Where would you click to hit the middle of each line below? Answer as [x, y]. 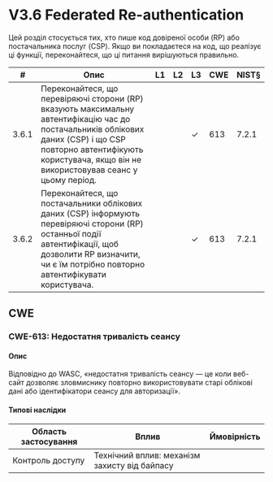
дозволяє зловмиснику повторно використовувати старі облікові [139, 383]
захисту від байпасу [134, 465]
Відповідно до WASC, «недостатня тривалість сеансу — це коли [120, 374]
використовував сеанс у [89, 170]
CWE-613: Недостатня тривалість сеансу [95, 337]
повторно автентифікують [92, 150]
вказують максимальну [87, 109]
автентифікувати [74, 274]
